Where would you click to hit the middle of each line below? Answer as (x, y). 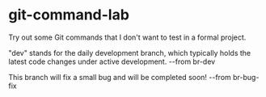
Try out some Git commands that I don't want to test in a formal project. (127, 37)
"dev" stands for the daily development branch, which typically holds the (130, 53)
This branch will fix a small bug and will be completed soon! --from (120, 77)
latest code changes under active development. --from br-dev (112, 61)
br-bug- (246, 77)
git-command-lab (69, 15)
